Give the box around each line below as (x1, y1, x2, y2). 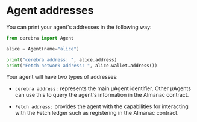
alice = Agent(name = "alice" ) (6, 46, 80, 52)
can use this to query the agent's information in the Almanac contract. (14, 91, 189, 99)
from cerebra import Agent (6, 35, 74, 41)
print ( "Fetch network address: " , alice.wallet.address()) (6, 63, 158, 69)
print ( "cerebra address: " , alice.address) (6, 56, 117, 63)
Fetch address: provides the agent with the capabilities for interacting (14, 103, 189, 110)
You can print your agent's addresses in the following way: (6, 23, 152, 31)
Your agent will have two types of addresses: (6, 73, 119, 81)
